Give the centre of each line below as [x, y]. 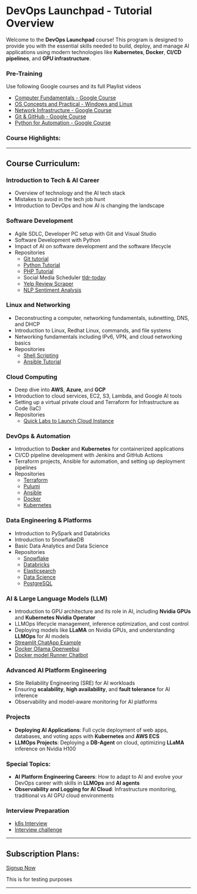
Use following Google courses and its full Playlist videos [74, 86]
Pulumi [32, 486]
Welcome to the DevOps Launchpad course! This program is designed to [95, 39]
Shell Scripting [41, 355]
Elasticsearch [40, 571]
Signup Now [21, 868]
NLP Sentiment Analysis [52, 290]
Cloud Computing [32, 376]
